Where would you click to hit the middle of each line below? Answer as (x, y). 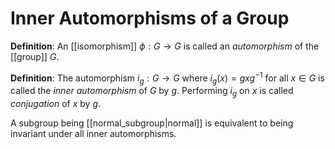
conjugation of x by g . (56, 104)
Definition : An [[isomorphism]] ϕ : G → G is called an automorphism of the (165, 46)
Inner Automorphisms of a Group (150, 18)
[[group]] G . (35, 56)
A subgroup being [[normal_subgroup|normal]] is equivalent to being (152, 123)
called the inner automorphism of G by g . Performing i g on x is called (152, 92)
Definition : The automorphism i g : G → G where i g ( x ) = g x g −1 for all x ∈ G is (167, 78)
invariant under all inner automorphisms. (93, 134)
